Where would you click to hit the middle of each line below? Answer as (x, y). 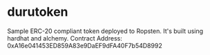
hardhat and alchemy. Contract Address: (65, 38)
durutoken (38, 12)
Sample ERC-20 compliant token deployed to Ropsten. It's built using (105, 31)
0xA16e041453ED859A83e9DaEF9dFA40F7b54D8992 (85, 45)
